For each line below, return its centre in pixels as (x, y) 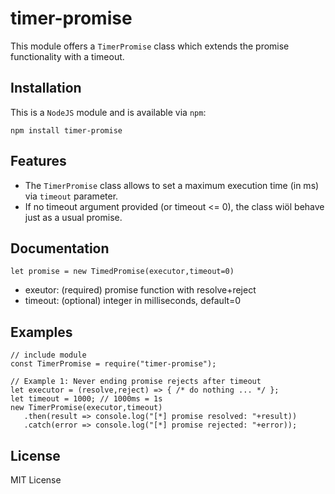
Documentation (60, 248)
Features (38, 161)
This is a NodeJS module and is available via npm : (108, 112)
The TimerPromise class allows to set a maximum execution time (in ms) (172, 185)
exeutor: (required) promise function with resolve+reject (140, 290)
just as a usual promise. (73, 217)
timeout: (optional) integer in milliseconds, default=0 (133, 301)
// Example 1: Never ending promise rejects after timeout (136, 382)
